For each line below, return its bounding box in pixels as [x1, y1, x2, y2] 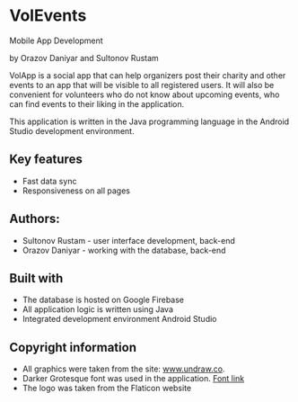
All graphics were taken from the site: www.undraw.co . [22, 363, 225, 374]
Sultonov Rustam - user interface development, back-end [22, 235, 236, 246]
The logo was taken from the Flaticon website [22, 383, 191, 394]
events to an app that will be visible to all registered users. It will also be [9, 79, 275, 90]
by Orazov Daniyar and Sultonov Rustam [9, 52, 159, 63]
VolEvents [9, 5, 87, 26]
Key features [9, 152, 83, 167]
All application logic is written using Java [22, 304, 173, 315]
